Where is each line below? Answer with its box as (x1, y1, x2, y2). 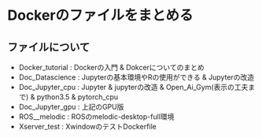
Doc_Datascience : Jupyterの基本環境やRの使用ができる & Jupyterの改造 (18, 73, 255, 82)
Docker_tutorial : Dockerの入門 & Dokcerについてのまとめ (18, 63, 205, 72)
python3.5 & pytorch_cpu (36, 92, 119, 102)
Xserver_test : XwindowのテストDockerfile (18, 122, 157, 131)
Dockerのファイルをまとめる (7, 6, 194, 24)
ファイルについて (7, 40, 90, 54)
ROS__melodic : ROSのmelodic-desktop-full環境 (18, 112, 175, 121)
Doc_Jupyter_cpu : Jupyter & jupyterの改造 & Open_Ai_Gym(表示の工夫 (18, 83, 249, 91)
